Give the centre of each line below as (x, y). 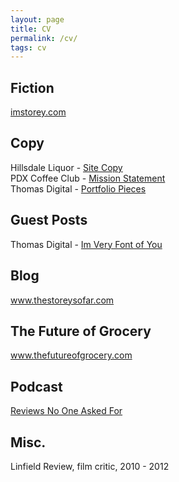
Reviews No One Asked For (66, 411)
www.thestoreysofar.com (62, 300)
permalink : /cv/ (44, 38)
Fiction (32, 87)
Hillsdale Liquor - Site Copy (66, 167)
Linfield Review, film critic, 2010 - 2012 (90, 466)
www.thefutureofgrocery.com (71, 355)
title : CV (31, 29)
